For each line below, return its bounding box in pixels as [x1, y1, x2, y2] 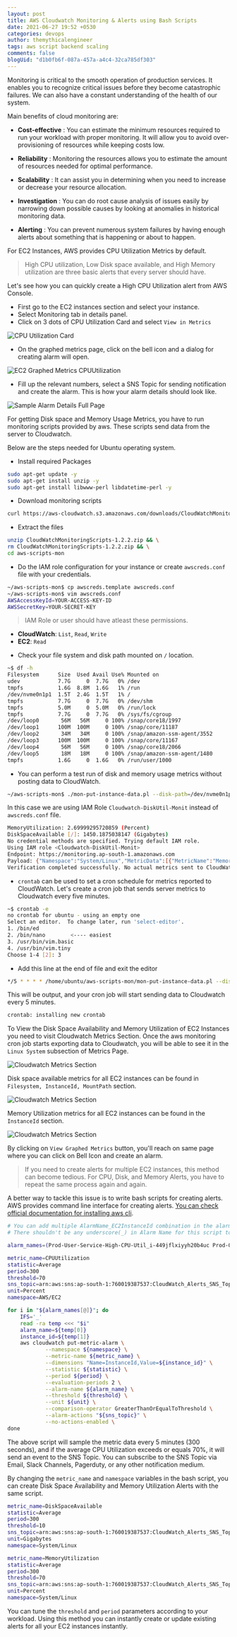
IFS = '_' [20, 1313, 42, 1321]
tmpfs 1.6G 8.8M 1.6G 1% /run [7, 684, 140, 691]
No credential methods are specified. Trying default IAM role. [7, 838, 200, 845]
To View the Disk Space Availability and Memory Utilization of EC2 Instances [7, 1025, 230, 1033]
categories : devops [7, 30, 65, 37]
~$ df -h [7, 665, 33, 672]
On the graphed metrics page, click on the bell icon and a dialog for [17, 345, 214, 353]
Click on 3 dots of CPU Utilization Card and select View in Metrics [17, 317, 212, 326]
